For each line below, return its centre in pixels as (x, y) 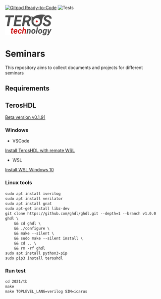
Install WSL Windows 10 (29, 170)
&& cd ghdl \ (27, 224)
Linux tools (19, 183)
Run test (15, 271)
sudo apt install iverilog (33, 194)
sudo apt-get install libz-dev (37, 209)
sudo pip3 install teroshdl (34, 258)
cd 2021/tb (16, 282)
